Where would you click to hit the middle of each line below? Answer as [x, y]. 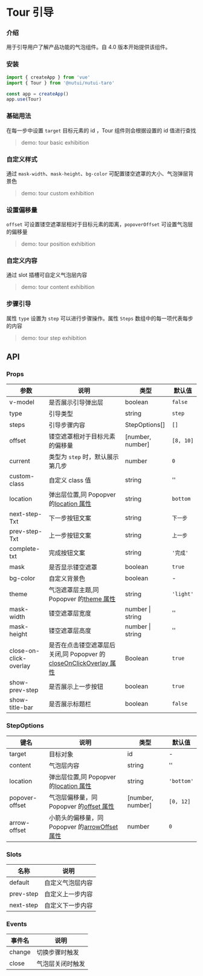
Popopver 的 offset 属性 [82, 806]
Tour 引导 [30, 12]
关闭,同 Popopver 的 [77, 654]
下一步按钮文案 [70, 518]
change [20, 952]
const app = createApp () [37, 94]
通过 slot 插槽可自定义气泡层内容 [47, 275]
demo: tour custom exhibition [57, 193]
